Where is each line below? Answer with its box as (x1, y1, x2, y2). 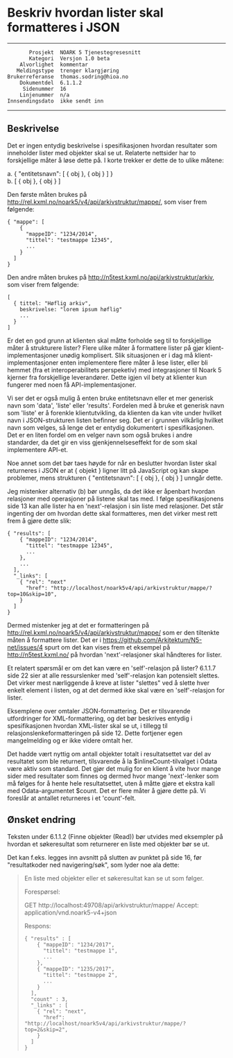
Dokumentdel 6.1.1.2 (19, 79, 82, 86)
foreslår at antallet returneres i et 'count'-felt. (7, 794, 137, 802)
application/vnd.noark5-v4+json (24, 908, 117, 917)
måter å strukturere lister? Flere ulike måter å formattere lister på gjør (7, 343, 205, 352)
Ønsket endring (7, 814, 76, 826)
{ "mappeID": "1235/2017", (37, 965, 115, 972)
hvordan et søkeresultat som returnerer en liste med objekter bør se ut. (7, 840, 210, 848)
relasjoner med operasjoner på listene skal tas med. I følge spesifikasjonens (7, 494, 224, 503)
